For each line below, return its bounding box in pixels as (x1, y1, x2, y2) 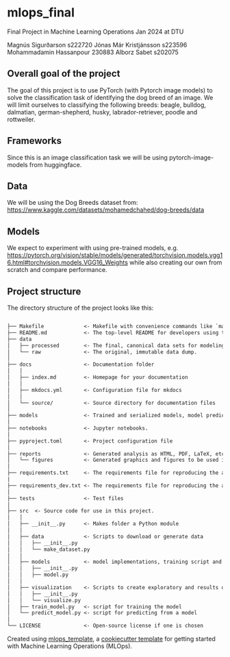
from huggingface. (29, 160, 82, 169)
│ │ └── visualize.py (7, 597, 81, 604)
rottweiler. (7, 115, 36, 123)
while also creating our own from (129, 258, 222, 266)
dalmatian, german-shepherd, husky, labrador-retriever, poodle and (7, 108, 198, 116)
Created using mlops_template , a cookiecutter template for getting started (7, 635, 216, 643)
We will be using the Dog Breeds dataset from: (7, 199, 138, 207)
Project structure (7, 286, 81, 297)
